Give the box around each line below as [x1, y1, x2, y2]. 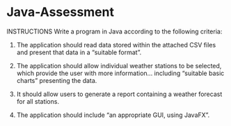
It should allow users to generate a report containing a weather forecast [16, 90, 223, 98]
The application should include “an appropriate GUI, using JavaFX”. [16, 111, 210, 119]
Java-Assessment [6, 4, 114, 20]
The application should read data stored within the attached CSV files [16, 40, 216, 49]
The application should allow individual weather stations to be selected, [16, 61, 222, 70]
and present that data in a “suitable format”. [16, 48, 142, 56]
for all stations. [16, 97, 60, 105]
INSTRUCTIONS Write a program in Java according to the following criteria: [6, 27, 223, 36]
